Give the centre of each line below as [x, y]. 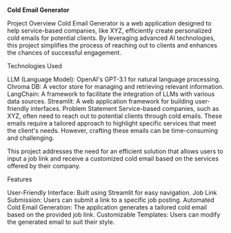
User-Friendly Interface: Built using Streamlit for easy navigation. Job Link [112, 193]
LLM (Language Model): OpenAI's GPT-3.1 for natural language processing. [114, 79]
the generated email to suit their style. [61, 222]
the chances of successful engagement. [64, 52]
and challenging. [31, 138]
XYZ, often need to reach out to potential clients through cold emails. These [115, 116]
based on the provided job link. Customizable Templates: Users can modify [114, 214]
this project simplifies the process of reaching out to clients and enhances [112, 45]
